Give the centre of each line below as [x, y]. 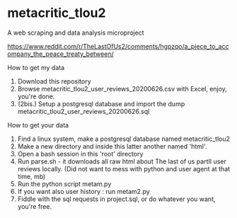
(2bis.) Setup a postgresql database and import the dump [101, 103]
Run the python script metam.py [64, 184]
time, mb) [31, 176]
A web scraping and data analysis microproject [76, 33]
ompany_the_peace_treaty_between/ [61, 54]
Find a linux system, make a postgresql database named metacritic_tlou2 [124, 139]
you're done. [36, 96]
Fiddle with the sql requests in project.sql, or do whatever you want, [116, 199]
